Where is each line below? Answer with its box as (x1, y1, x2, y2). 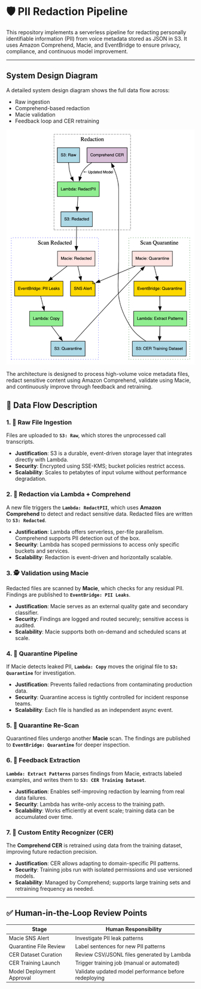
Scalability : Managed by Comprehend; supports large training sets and (14, 879, 191, 886)
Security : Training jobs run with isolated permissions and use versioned (14, 866, 193, 873)
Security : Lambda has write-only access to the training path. (14, 800, 166, 808)
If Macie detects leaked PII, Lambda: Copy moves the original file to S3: (6, 663, 178, 671)
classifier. (14, 609, 39, 616)
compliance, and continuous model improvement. (6, 47, 129, 54)
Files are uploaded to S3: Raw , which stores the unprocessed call (6, 432, 166, 439)
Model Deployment (8, 967, 56, 975)
